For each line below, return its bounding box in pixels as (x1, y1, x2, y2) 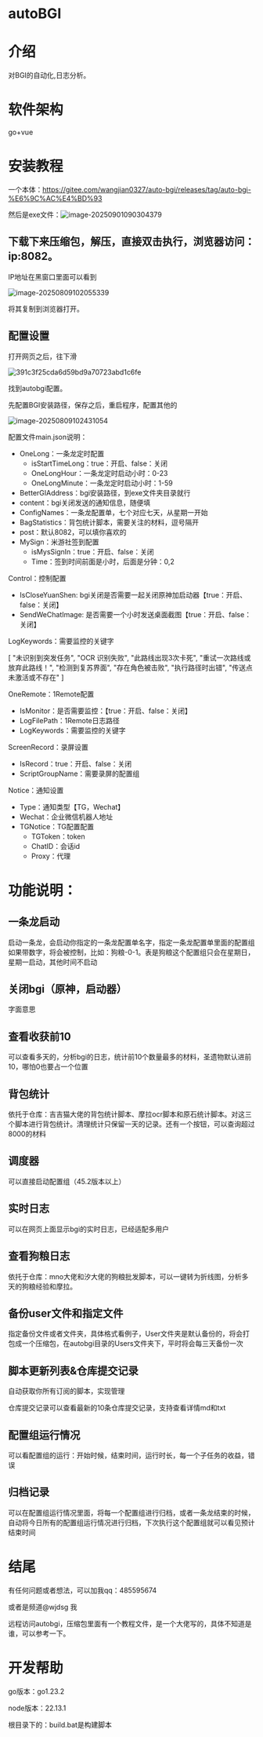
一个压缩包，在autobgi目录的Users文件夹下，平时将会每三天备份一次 (21, 1339, 244, 1348)
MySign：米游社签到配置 (19, 537, 99, 547)
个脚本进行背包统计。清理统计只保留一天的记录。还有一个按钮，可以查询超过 (8, 1120, 255, 1129)
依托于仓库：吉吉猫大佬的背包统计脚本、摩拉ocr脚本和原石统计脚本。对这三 (8, 1110, 252, 1119)
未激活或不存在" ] (8, 672, 64, 682)
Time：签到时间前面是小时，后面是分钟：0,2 (31, 557, 175, 566)
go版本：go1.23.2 (8, 1686, 65, 1696)
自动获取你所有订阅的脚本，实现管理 (8, 1387, 125, 1396)
